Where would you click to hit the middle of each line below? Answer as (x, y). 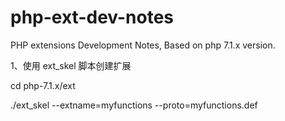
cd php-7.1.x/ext (43, 85)
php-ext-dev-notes (92, 17)
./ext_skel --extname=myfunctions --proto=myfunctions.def (134, 105)
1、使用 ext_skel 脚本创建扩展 (71, 65)
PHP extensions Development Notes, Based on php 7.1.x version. (143, 45)
